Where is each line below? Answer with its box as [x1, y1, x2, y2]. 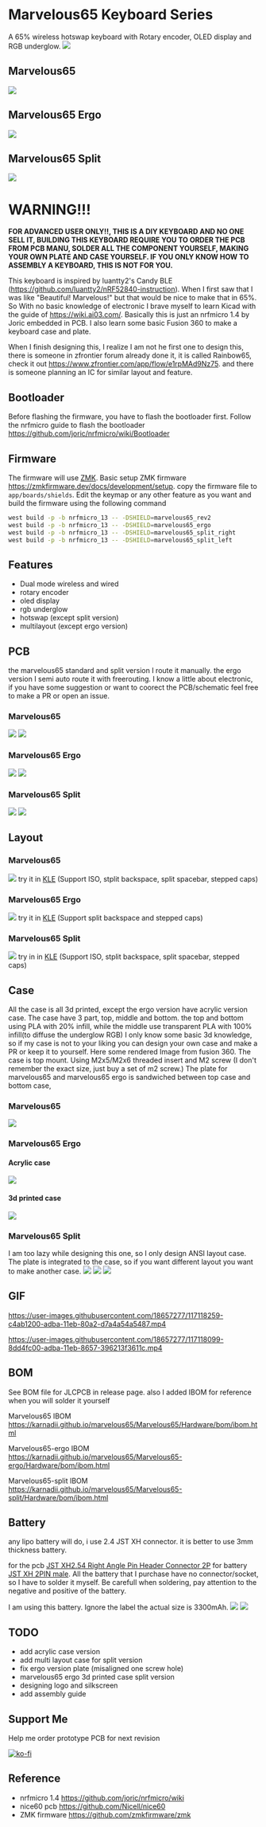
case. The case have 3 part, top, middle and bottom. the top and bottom [8, 1013, 244, 1023]
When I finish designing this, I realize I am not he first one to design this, [8, 342, 245, 352]
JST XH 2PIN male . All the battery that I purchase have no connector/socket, [8, 1569, 259, 1579]
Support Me [8, 1712, 68, 1726]
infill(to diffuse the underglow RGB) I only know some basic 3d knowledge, [8, 1030, 253, 1040]
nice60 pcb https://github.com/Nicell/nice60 [19, 1802, 166, 1811]
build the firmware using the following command [8, 498, 167, 507]
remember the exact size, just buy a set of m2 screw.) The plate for [8, 1064, 228, 1074]
